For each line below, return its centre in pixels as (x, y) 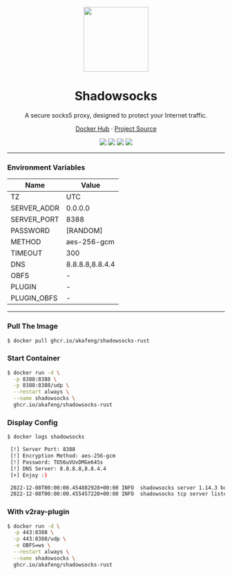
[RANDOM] (84, 230)
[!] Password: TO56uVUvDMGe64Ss (57, 462)
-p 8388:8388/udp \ (41, 385)
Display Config (32, 422)
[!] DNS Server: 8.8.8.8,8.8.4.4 (58, 468)
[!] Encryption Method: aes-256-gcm (63, 456)
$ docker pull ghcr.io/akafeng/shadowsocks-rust (78, 340)
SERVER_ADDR (35, 208)
